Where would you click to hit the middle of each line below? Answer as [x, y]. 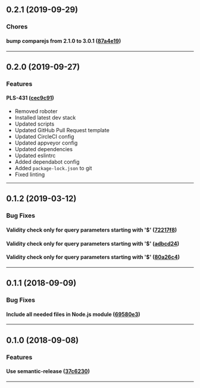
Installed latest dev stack [45, 118]
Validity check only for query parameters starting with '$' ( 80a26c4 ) [93, 257]
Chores [17, 27]
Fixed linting [30, 174]
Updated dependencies [44, 149]
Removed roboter [36, 111]
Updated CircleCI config [44, 137]
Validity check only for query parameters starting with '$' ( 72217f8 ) [92, 230]
